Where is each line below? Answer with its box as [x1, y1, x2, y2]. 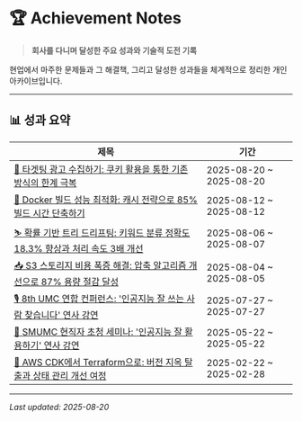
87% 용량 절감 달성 [40, 275, 120, 288]
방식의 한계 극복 [13, 176, 77, 189]
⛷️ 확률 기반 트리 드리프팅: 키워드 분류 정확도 [13, 227, 191, 239]
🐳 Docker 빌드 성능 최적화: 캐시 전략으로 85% [13, 193, 198, 206]
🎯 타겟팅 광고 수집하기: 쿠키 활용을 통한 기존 [13, 163, 189, 175]
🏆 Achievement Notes [9, 8, 182, 29]
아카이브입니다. [9, 75, 63, 86]
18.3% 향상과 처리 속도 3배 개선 [13, 242, 144, 255]
